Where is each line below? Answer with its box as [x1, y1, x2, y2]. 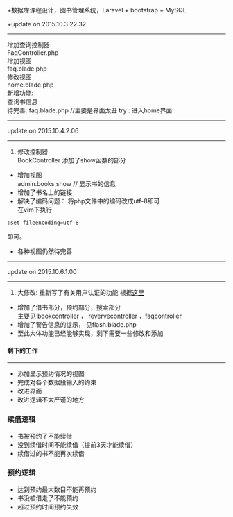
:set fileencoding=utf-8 [7, 219, 79, 226]
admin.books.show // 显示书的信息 [17, 180, 116, 187]
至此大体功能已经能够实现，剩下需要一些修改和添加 [17, 329, 164, 337]
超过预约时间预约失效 [17, 502, 78, 511]
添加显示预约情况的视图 [17, 370, 85, 378]
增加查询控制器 [7, 41, 50, 49]
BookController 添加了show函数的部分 [17, 156, 126, 164]
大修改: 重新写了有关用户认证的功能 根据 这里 [17, 289, 144, 296]
